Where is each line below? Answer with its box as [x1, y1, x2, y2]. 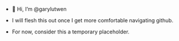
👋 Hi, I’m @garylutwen [11, 6, 67, 12]
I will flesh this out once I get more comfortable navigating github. [11, 17, 174, 23]
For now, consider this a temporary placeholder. [11, 28, 130, 35]
